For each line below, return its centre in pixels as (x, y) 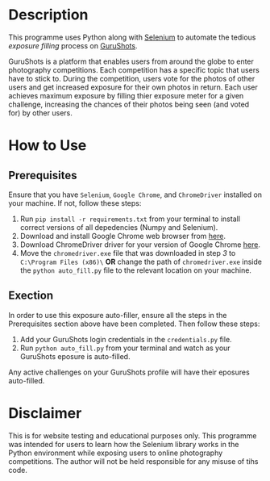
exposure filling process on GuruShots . (73, 45)
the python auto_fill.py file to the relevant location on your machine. (136, 270)
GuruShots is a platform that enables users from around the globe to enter (131, 61)
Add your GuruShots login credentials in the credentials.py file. (126, 339)
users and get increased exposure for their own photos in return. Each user (133, 87)
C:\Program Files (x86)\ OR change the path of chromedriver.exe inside (141, 261)
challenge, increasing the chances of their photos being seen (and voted (129, 104)
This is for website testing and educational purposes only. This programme (133, 435)
